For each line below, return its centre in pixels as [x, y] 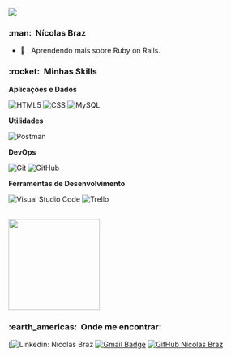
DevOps [22, 152]
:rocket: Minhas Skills [53, 71]
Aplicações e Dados [43, 89]
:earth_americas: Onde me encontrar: [85, 326]
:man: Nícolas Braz [47, 32]
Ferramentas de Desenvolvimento [67, 183]
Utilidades [26, 121]
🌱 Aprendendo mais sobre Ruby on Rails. [90, 51]
